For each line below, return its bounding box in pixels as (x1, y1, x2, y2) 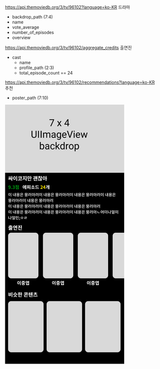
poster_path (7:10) (12, 95, 48, 101)
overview (12, 35, 31, 40)
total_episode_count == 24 (19, 70, 73, 75)
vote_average (12, 24, 40, 30)
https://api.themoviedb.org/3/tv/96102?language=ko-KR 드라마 (5, 4, 130, 10)
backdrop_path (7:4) (12, 14, 53, 19)
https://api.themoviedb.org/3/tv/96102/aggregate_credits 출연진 (5, 45, 132, 50)
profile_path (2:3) (19, 65, 54, 71)
